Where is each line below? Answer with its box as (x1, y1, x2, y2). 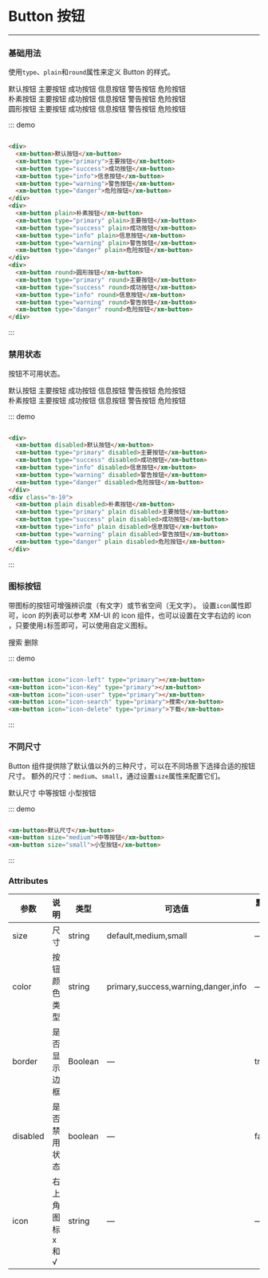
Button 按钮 (8, 7, 85, 26)
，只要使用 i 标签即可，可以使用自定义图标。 (8, 620, 152, 630)
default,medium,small (106, 930, 187, 941)
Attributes (8, 875, 49, 886)
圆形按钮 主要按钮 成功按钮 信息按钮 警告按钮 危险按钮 (8, 105, 186, 114)
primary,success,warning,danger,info (106, 981, 247, 992)
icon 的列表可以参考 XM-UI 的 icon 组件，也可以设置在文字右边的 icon (22, 610, 251, 620)
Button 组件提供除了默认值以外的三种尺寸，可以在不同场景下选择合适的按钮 (8, 761, 256, 771)
